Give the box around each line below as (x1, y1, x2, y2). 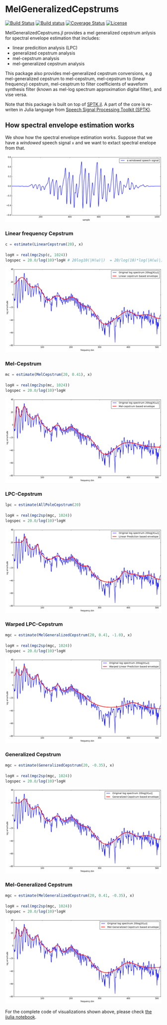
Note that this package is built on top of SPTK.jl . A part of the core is (5, 101, 145, 107)
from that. (5, 145, 26, 151)
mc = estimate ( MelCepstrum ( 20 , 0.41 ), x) (5, 372, 92, 377)
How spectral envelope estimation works (5, 121, 135, 129)
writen (5, 106, 18, 112)
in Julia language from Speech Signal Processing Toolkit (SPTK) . (19, 106, 152, 112)
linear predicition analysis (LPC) (12, 44, 78, 50)
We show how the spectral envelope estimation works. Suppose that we (5, 134, 153, 140)
